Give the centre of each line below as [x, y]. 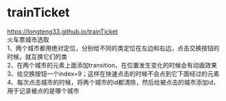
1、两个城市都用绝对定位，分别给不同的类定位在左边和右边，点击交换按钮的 [113, 48]
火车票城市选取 [28, 40]
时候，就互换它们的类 [37, 57]
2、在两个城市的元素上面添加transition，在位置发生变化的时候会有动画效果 [112, 65]
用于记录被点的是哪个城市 [43, 91]
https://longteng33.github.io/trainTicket [63, 31]
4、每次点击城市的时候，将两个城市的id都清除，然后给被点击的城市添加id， [113, 82]
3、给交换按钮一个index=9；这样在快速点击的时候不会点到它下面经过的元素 [113, 74]
